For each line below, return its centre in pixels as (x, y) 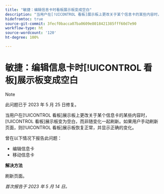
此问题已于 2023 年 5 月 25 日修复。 (42, 104)
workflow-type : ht (24, 28)
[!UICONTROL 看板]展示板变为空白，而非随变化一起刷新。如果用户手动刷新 (82, 121)
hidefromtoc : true (24, 19)
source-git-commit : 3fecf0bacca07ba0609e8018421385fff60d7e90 (71, 24)
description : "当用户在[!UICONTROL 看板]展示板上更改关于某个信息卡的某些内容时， (83, 14)
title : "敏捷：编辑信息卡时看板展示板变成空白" (48, 10)
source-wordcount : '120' (31, 33)
